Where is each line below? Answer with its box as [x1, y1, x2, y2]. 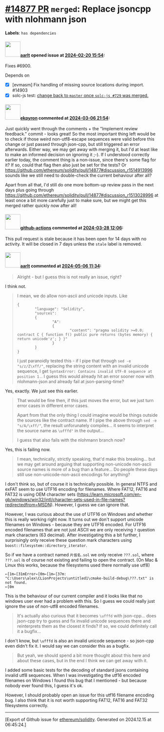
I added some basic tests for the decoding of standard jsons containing [5, 667, 149, 673]
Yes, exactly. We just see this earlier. [5, 388, 79, 394]
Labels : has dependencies [5, 30, 57, 36]
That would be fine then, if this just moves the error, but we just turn [17, 397, 154, 403]
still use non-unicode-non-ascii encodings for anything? [17, 471, 130, 477]
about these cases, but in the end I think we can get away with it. [17, 657, 148, 663]
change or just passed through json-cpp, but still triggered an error [5, 142, 140, 147]
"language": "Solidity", [35, 306, 85, 311]
